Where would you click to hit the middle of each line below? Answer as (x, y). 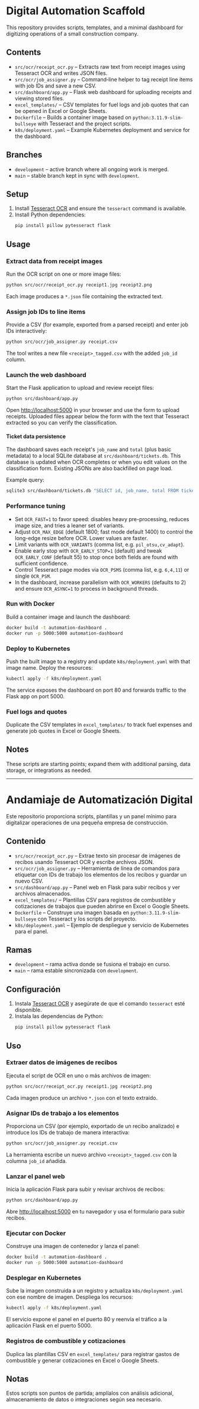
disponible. (28, 1010)
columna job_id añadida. (36, 1161)
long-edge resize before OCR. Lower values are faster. (81, 538)
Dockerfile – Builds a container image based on (73, 117)
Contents (24, 53)
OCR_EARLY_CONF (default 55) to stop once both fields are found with (96, 557)
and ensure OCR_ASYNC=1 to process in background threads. (86, 588)
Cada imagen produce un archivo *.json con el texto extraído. (82, 1098)
